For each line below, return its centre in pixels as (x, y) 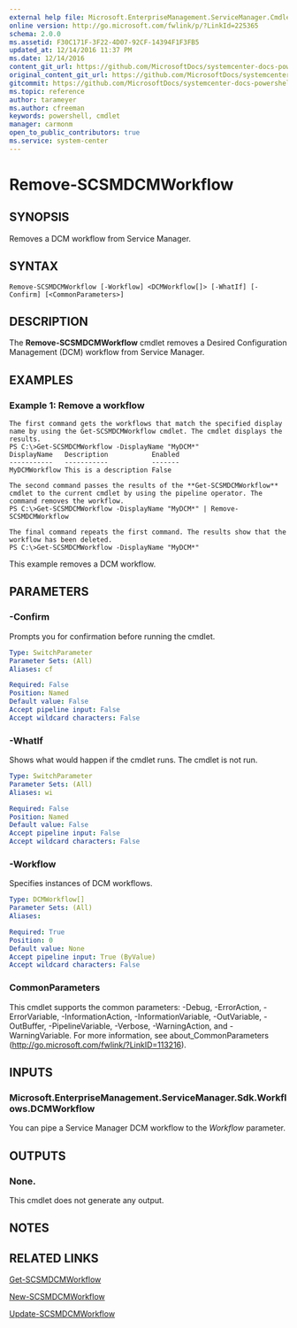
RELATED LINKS (54, 1258)
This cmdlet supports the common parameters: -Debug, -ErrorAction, (136, 1007)
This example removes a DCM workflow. (83, 564)
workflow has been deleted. (61, 540)
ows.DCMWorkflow (52, 1108)
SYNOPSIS (39, 217)
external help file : (47, 17)
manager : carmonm (41, 125)
